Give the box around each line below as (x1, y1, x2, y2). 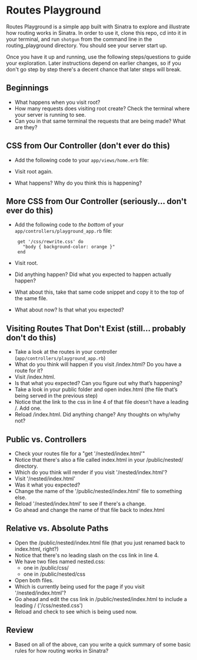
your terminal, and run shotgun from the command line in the (6, 35, 152, 42)
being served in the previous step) (14, 392, 98, 399)
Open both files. (14, 576, 54, 584)
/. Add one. (14, 405, 42, 412)
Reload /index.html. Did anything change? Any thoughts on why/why (14, 411, 181, 418)
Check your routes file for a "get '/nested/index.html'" (14, 450, 145, 457)
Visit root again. (14, 168, 53, 175)
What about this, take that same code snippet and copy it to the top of (14, 288, 184, 295)
